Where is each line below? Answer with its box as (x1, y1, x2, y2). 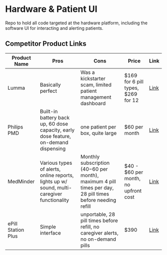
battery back (39, 114, 70, 121)
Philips (7, 123, 23, 130)
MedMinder (7, 178, 35, 185)
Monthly (80, 153, 100, 160)
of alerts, (39, 165, 61, 172)
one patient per (80, 123, 116, 130)
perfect (39, 87, 57, 94)
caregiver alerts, (80, 229, 119, 236)
